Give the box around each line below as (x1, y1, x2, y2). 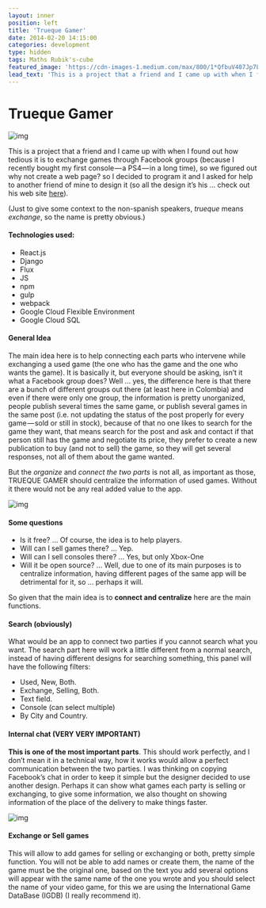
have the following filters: (8, 662, 91, 672)
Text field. (19, 694, 53, 704)
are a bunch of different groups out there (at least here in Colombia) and (8, 384, 244, 394)
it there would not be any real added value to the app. (8, 484, 183, 494)
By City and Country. (19, 711, 89, 721)
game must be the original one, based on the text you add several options (8, 865, 249, 875)
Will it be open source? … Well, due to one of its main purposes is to (19, 560, 241, 570)
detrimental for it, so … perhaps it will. (19, 578, 144, 587)
